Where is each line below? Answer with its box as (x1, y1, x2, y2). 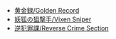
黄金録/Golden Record (14, 6, 80, 14)
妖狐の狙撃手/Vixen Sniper (14, 15, 92, 23)
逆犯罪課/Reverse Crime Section (14, 24, 109, 32)
